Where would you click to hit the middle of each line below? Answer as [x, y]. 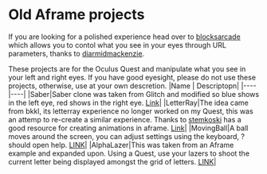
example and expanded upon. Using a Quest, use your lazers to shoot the [129, 153]
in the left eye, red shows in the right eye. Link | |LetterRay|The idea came [128, 102]
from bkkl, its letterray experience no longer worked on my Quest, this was [131, 111]
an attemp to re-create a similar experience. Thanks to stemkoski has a [125, 119]
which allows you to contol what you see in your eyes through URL [118, 44]
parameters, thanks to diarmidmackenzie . [77, 53]
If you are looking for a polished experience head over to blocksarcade [124, 37]
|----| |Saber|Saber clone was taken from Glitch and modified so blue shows [134, 94]
